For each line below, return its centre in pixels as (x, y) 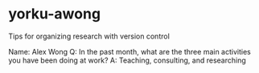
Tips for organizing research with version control (89, 36)
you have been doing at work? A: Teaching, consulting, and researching (127, 60)
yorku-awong (55, 14)
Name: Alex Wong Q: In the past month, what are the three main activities (129, 51)
